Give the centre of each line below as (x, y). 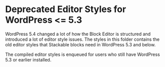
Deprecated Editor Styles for (66, 9)
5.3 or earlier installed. (28, 59)
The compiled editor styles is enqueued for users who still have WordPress (83, 54)
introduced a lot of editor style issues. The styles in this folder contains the (82, 39)
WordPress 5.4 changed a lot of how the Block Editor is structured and (78, 34)
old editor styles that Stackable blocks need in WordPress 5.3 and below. (80, 44)
